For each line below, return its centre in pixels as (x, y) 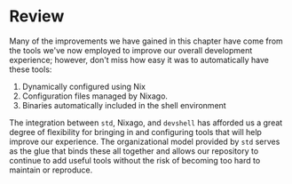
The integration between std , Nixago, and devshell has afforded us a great (146, 123)
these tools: (31, 69)
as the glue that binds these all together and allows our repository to (134, 151)
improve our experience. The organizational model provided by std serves (145, 141)
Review (37, 16)
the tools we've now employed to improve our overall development (131, 50)
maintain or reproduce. (51, 170)
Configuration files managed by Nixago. (95, 96)
